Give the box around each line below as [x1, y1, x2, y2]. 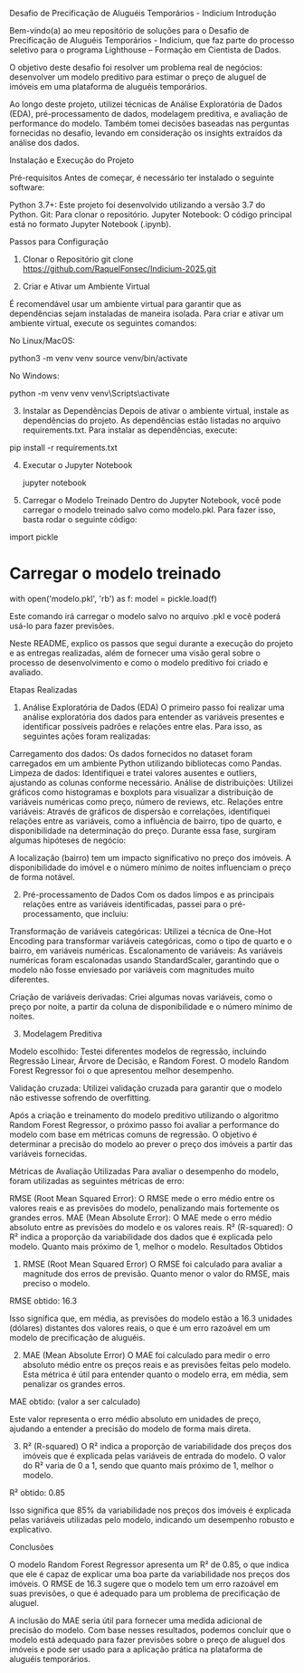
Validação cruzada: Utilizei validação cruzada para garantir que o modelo [9, 1082, 282, 1094]
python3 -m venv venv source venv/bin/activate [9, 353, 188, 363]
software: [9, 182, 45, 193]
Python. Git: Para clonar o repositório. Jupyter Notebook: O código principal [9, 209, 292, 220]
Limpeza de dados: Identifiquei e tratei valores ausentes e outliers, [9, 767, 258, 778]
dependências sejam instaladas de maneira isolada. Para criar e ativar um [9, 308, 284, 319]
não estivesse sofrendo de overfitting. [9, 1092, 152, 1103]
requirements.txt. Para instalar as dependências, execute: [22, 425, 238, 435]
